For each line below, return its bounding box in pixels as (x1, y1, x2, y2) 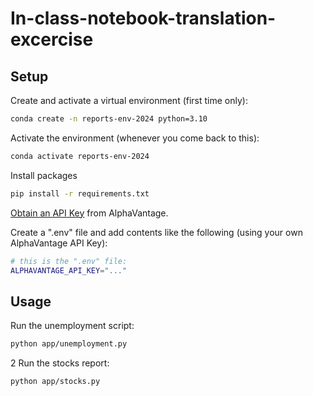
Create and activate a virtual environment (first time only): (10, 95, 248, 106)
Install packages (10, 169, 78, 181)
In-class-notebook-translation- (10, 7, 277, 30)
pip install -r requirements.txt (10, 188, 150, 199)
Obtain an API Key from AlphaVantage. (10, 207, 169, 219)
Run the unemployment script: (10, 320, 135, 332)
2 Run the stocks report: (10, 357, 110, 369)
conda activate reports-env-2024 (10, 151, 150, 161)
